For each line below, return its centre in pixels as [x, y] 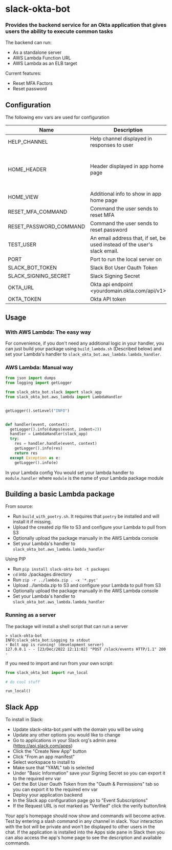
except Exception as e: [35, 458]
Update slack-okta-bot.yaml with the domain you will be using [78, 729]
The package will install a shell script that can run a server [67, 626]
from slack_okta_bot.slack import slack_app [53, 392]
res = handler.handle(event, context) [56, 444]
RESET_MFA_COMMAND [38, 212]
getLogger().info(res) [39, 448]
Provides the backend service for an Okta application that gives [86, 25]
